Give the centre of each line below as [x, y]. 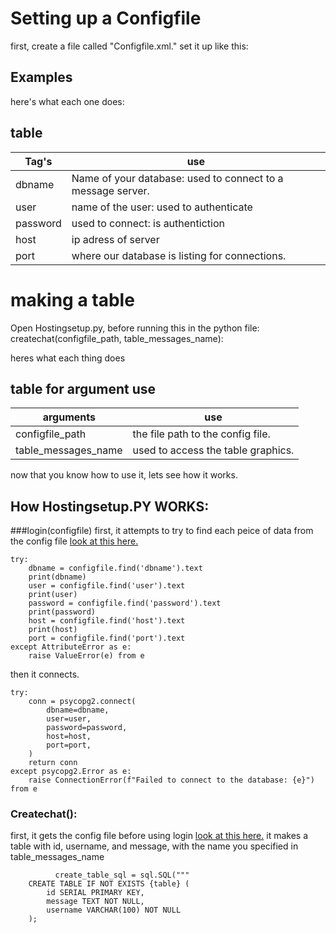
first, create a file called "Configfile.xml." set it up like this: [129, 46]
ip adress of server [115, 239]
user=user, [69, 719]
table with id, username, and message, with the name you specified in [154, 846]
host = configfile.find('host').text [107, 621]
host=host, [69, 737]
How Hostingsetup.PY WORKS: [110, 506]
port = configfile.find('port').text [107, 638]
